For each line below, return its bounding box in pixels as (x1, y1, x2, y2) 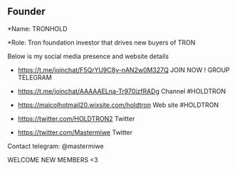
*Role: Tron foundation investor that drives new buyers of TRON (7, 38, 196, 47)
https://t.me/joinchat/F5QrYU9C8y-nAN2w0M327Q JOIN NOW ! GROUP (17, 65, 230, 74)
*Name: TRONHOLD (7, 24, 68, 33)
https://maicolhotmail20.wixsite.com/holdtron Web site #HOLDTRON (17, 101, 219, 109)
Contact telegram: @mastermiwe (7, 142, 105, 150)
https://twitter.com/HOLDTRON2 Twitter (17, 114, 135, 123)
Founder (7, 6, 46, 18)
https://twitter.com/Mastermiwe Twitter (17, 127, 133, 137)
